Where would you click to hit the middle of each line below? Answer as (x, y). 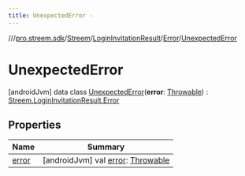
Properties (35, 124)
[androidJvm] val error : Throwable (106, 160)
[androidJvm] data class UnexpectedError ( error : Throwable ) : (108, 92)
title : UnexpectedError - (50, 15)
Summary (106, 147)
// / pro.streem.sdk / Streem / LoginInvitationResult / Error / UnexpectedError (123, 38)
